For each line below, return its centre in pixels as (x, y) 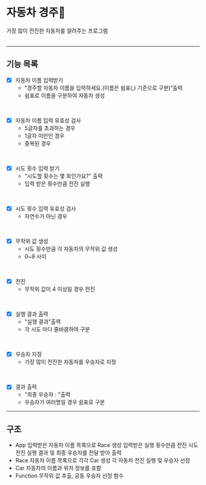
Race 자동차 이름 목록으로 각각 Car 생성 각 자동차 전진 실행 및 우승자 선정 (103, 460)
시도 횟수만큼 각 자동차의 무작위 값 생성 (71, 249)
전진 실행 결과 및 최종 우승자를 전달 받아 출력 (68, 453)
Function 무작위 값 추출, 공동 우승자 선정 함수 (69, 476)
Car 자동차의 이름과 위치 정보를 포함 (58, 468)
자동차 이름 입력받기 (39, 80)
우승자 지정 (29, 354)
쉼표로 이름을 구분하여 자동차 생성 (65, 95)
